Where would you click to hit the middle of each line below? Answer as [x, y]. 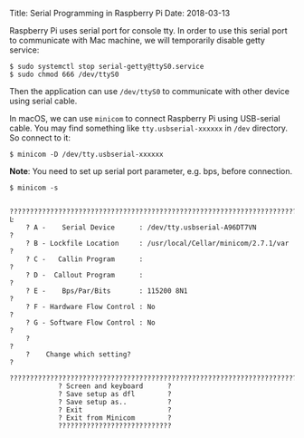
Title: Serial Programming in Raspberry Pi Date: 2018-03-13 [120, 13]
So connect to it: [40, 138]
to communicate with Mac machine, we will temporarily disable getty [137, 40]
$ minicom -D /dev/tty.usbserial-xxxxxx [87, 154]
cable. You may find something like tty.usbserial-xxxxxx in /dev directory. [148, 128]
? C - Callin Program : [85, 259]
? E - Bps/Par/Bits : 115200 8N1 [107, 291]
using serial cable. [43, 101]
